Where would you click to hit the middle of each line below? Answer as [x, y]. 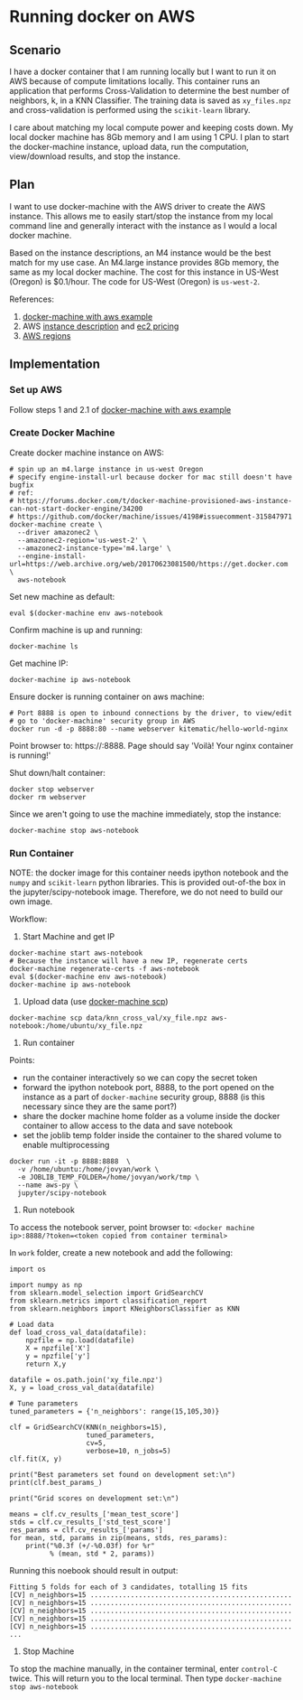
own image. [31, 901]
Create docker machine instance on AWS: [87, 453]
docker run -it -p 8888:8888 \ [70, 1162]
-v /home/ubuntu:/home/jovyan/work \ [88, 1170]
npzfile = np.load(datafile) [80, 1340]
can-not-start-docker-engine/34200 [76, 509]
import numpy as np [46, 1285]
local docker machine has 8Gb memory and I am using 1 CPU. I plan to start [149, 137]
